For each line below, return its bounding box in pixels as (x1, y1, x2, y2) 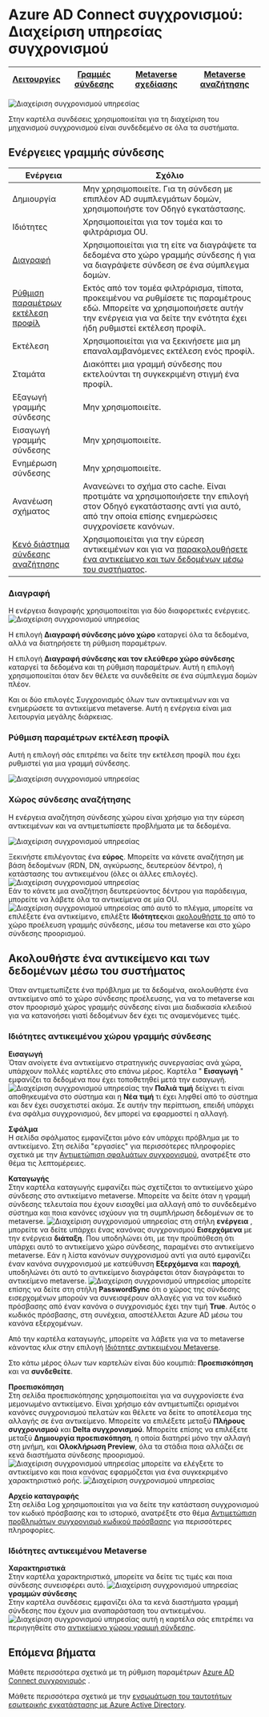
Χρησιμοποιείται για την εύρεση (82, 533, 204, 545)
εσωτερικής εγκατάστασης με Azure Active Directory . (8, 1699, 187, 1709)
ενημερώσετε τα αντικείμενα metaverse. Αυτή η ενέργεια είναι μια (8, 703, 232, 714)
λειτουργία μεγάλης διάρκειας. (8, 712, 114, 722)
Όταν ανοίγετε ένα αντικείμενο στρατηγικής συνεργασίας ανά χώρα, (8, 1057, 243, 1067)
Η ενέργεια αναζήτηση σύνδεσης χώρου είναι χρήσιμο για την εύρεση (8, 812, 245, 822)
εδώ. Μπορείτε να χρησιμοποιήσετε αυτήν (82, 302, 244, 313)
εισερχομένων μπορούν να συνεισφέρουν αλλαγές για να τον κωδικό (8, 1293, 243, 1302)
